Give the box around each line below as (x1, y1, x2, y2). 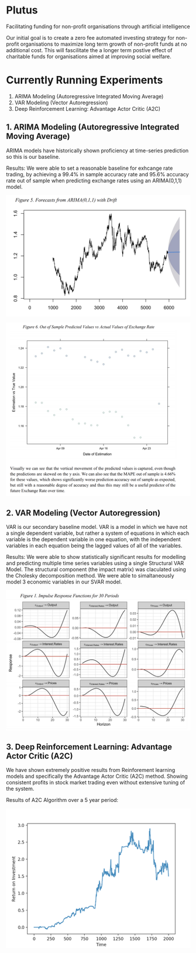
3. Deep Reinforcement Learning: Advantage (6, 742, 173, 752)
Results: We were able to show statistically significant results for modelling (6, 554, 186, 561)
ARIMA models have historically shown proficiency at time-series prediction (6, 147, 189, 154)
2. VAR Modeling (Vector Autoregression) (6, 508, 161, 518)
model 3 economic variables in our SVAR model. (6, 578, 122, 586)
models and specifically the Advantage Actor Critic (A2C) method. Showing (6, 773, 188, 780)
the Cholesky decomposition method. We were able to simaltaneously (6, 572, 174, 579)
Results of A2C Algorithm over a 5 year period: (6, 797, 119, 804)
